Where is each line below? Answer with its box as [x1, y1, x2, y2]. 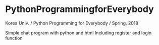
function [5, 35, 23, 41]
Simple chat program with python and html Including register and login [5, 29, 152, 35]
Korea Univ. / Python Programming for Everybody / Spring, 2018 [5, 20, 139, 26]
